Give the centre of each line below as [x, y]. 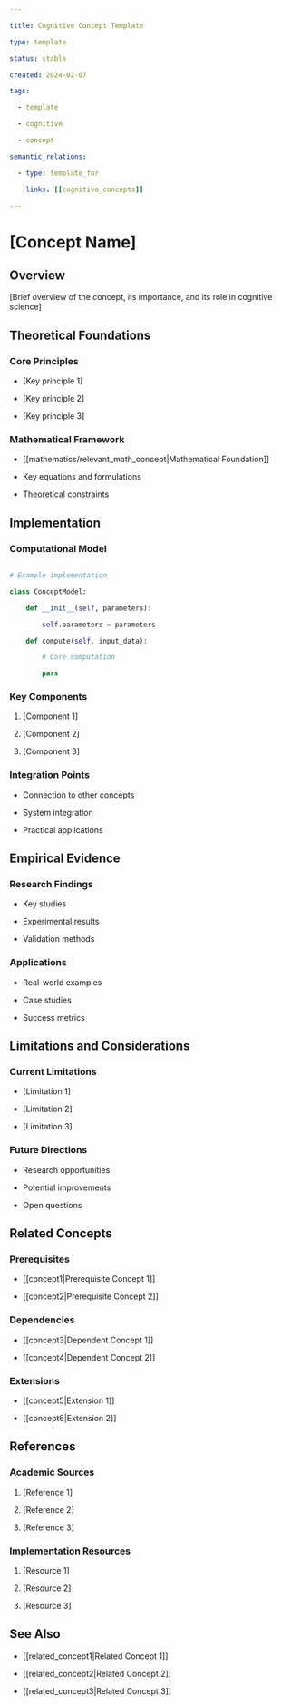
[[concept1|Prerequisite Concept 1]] [89, 1279]
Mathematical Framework [67, 439]
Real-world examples [62, 982]
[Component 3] [51, 751]
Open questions [52, 1205]
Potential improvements [67, 1187]
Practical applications [63, 829]
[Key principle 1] [53, 381]
